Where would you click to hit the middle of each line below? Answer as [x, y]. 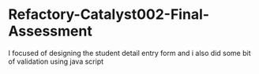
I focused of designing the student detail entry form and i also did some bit [129, 53]
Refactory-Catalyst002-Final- [109, 15]
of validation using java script [56, 61]
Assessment [50, 31]
